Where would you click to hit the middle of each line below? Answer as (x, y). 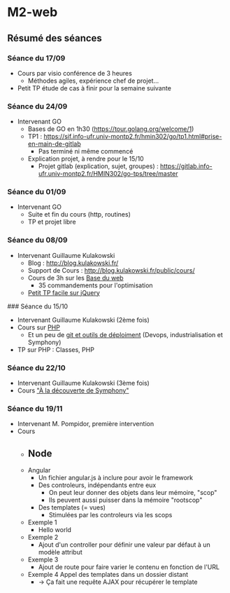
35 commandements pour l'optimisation (95, 285)
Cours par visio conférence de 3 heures (75, 73)
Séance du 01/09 (37, 192)
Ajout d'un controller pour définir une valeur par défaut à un (124, 545)
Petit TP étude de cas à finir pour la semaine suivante (94, 88)
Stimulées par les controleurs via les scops (110, 515)
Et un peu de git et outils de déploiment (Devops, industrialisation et (125, 334)
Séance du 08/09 (37, 240)
